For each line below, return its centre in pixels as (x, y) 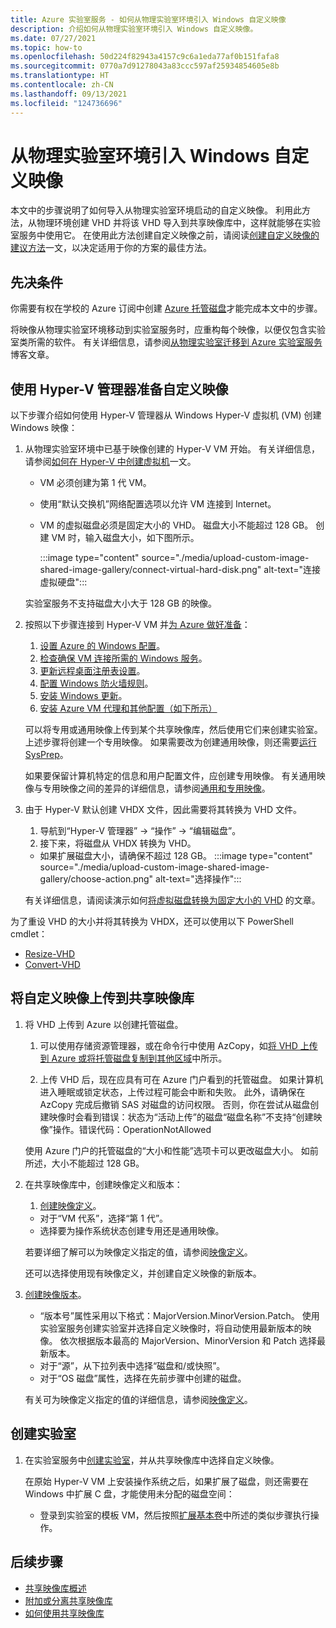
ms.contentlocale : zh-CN (62, 85)
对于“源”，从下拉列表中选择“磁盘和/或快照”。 (132, 1365)
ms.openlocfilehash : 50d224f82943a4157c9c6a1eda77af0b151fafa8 (145, 57)
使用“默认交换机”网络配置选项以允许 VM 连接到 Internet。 (158, 504)
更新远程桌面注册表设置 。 (92, 671)
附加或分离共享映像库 (68, 1600)
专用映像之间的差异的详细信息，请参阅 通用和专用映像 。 (156, 788)
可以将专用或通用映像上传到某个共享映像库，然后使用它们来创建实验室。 (173, 730)
